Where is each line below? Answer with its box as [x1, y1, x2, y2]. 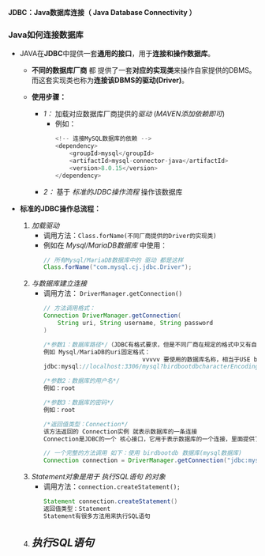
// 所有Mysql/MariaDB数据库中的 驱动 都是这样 [43, 256, 184, 264]
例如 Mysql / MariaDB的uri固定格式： [43, 348, 151, 356]
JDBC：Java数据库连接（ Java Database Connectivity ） [8, 8, 196, 17]
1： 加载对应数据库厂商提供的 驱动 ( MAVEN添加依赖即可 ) [43, 109, 226, 119]
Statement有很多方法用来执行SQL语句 [43, 512, 151, 520]
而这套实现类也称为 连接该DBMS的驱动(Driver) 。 [31, 75, 189, 85]
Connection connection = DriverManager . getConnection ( [43, 456, 227, 465]
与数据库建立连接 [31, 278, 88, 288]
